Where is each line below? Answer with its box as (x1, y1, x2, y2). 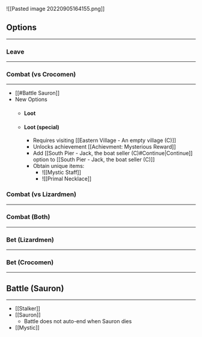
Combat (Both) (6, 213, 50, 221)
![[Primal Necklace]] (41, 175, 92, 182)
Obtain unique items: (32, 162, 85, 170)
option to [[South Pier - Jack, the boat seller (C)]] (32, 156, 155, 163)
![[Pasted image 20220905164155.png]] (6, 5, 105, 12)
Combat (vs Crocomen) (6, 70, 76, 79)
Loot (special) (23, 123, 60, 131)
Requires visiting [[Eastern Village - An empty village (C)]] (32, 137, 176, 144)
